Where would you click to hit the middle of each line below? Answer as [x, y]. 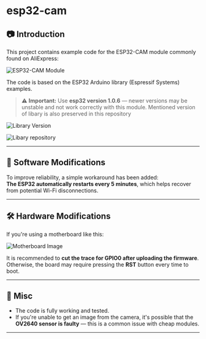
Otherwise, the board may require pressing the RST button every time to [97, 264]
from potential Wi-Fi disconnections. [52, 190]
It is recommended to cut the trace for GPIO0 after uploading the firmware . [103, 258]
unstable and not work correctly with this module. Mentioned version [108, 107]
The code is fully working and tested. [62, 311]
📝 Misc [20, 296]
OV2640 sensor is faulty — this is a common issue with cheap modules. [107, 324]
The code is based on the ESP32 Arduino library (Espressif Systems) [93, 82]
